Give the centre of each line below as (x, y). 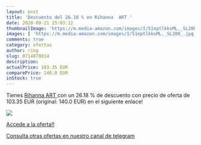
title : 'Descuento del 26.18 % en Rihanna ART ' (69, 17)
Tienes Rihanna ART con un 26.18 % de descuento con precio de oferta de (98, 95)
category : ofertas (29, 45)
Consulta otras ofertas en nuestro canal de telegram (71, 136)
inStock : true (24, 78)
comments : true (25, 39)
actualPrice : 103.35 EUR (37, 67)
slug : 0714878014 (28, 56)
